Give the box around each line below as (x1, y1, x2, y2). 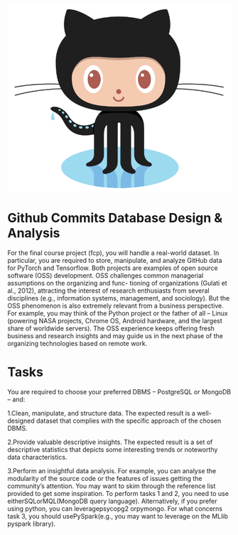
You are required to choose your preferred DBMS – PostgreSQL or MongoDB (7, 387, 232, 396)
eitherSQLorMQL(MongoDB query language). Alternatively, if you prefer (7, 497, 218, 505)
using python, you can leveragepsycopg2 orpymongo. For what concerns (7, 504, 222, 513)
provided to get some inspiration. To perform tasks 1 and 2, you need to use (7, 489, 229, 497)
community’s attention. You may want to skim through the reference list (7, 482, 216, 490)
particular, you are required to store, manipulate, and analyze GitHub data (7, 256, 222, 264)
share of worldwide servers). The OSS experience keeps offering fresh (7, 324, 215, 333)
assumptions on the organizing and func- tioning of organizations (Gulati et (7, 279, 227, 287)
